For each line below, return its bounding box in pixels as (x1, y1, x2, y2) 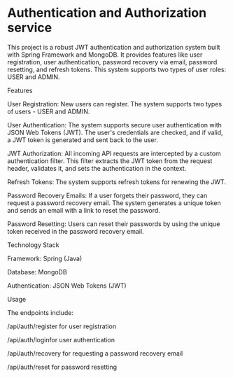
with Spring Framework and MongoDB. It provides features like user (7, 50, 203, 59)
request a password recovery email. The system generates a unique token (7, 198, 222, 207)
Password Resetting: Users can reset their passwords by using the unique (7, 219, 220, 228)
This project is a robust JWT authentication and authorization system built (7, 43, 220, 51)
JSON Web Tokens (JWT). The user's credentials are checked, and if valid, (7, 128, 223, 136)
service (7, 20, 52, 36)
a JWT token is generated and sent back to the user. (7, 135, 159, 144)
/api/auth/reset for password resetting (7, 363, 118, 371)
